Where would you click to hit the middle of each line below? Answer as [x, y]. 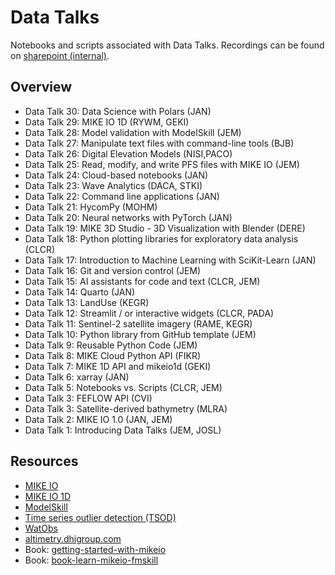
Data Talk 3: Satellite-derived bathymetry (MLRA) [126, 408]
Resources [44, 461]
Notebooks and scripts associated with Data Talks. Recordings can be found [167, 45]
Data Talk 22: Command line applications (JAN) [122, 196]
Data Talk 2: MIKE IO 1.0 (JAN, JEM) [98, 419]
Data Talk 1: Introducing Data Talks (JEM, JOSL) [123, 430]
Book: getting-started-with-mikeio [95, 549]
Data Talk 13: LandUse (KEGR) [87, 302]
